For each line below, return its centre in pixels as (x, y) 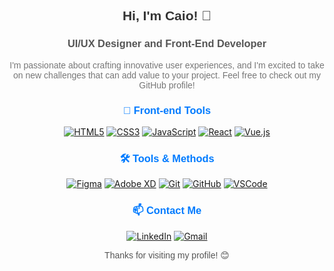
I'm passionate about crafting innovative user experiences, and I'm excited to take (167, 65)
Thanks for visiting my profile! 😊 (167, 255)
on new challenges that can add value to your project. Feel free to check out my (167, 75)
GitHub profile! (167, 85)
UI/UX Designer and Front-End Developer (167, 43)
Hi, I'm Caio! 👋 (167, 16)
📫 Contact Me (167, 210)
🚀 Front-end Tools (167, 110)
